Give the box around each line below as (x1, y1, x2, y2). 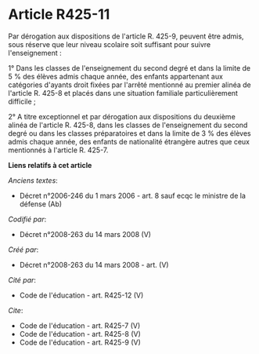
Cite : (8, 305, 23, 315)
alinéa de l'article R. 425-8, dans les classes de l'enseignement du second (8, 120, 248, 130)
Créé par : (8, 245, 39, 254)
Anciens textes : (8, 175, 59, 185)
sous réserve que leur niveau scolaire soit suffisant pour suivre (8, 39, 211, 49)
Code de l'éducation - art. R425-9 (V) (19, 338, 141, 347)
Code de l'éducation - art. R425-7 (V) (19, 320, 141, 330)
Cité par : (8, 275, 37, 284)
